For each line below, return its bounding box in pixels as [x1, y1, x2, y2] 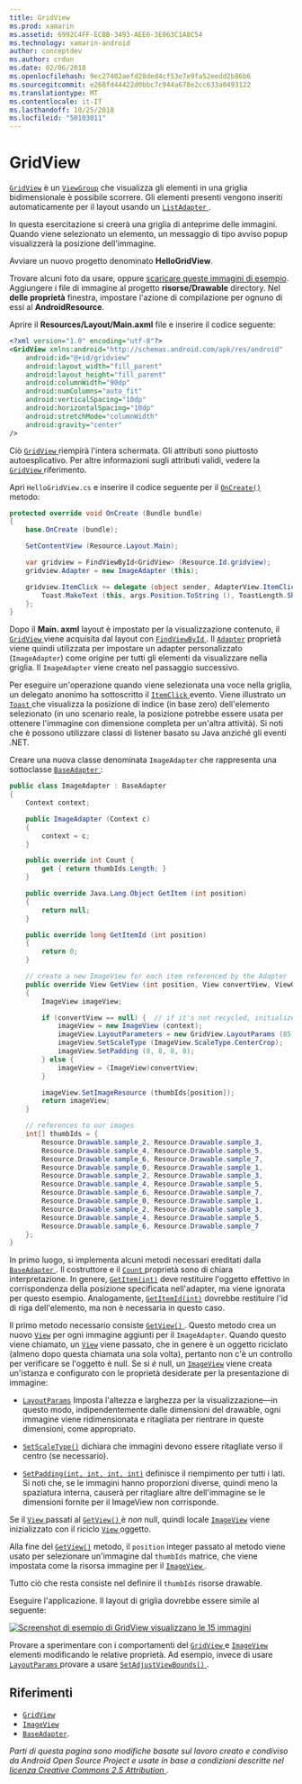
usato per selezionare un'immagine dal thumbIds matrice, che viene [9, 1551, 258, 1561]
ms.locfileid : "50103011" [9, 114, 106, 123]
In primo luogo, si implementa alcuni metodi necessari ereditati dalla [9, 1254, 262, 1266]
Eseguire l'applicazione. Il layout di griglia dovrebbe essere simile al [9, 1596, 260, 1607]
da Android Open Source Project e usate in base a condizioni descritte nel [9, 1755, 285, 1766]
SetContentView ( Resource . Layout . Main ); [25, 542, 179, 551]
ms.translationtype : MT [9, 88, 99, 97]
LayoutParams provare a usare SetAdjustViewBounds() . [9, 1659, 209, 1670]
